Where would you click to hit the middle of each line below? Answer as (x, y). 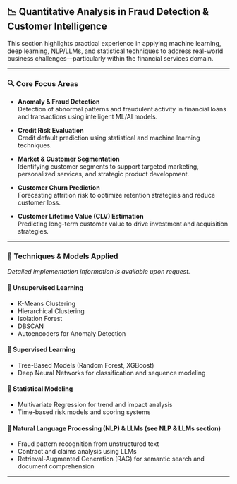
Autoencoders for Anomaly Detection (72, 333)
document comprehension (56, 466)
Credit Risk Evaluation (50, 131)
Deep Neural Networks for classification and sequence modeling (111, 373)
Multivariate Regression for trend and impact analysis (95, 405)
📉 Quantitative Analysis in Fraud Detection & (108, 12)
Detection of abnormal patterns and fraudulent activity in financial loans (122, 109)
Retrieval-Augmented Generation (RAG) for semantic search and (111, 459)
